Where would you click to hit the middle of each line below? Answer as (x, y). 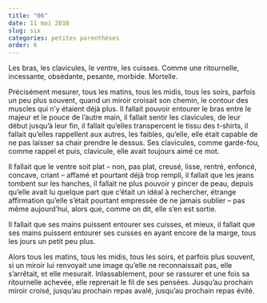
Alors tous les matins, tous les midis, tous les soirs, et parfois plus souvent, (132, 257)
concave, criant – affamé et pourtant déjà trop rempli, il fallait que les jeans (131, 175)
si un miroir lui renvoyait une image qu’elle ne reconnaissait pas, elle (120, 266)
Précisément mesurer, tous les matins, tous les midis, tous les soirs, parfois (132, 92)
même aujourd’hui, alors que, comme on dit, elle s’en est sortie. (113, 209)
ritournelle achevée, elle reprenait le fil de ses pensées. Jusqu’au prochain (131, 282)
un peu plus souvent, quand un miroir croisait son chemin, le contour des (129, 100)
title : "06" (28, 16)
